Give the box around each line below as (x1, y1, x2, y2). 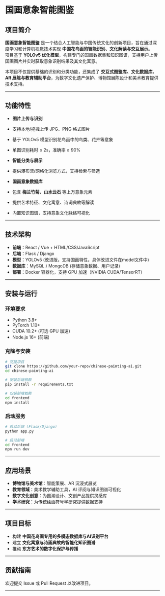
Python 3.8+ (12, 317, 38, 323)
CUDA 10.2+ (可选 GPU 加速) (12, 328, 70, 334)
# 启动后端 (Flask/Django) (5, 424, 57, 429)
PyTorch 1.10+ (12, 322, 41, 328)
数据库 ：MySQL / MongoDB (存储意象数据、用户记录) (12, 262, 120, 269)
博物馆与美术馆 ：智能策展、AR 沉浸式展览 (12, 481, 97, 486)
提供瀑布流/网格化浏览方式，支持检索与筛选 (12, 168, 100, 174)
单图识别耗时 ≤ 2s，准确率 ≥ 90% (12, 147, 81, 153)
